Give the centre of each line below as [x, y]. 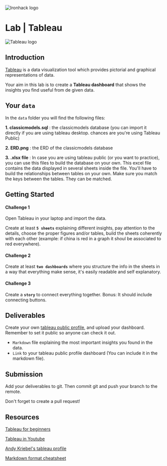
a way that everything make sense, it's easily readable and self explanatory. [83, 272]
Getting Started [30, 194]
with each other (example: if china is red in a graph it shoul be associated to [83, 239]
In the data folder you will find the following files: [55, 118]
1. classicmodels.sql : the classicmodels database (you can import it [76, 127]
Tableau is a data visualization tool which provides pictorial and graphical [80, 70]
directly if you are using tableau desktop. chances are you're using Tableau [83, 133]
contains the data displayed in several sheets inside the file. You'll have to [81, 168]
